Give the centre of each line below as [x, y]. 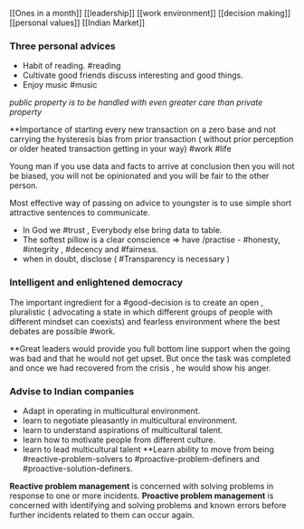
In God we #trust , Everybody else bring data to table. [122, 231]
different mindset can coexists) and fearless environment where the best [145, 321]
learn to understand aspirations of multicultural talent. [123, 430]
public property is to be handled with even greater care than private [136, 102]
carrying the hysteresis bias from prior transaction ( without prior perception [152, 139]
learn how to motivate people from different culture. [119, 439]
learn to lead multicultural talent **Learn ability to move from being [148, 449]
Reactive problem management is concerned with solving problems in [142, 486]
